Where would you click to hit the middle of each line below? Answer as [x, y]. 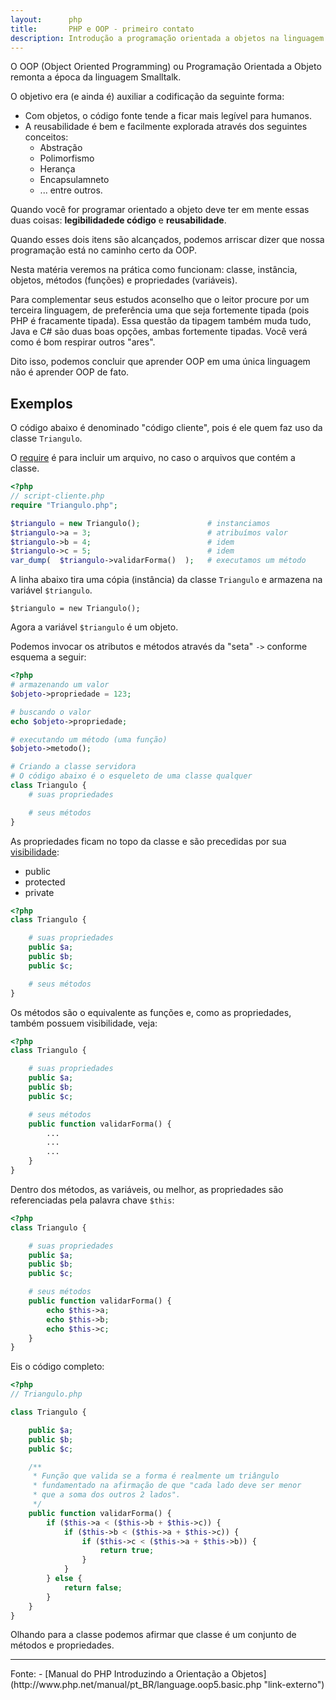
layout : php [46, 19]
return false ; [93, 1587]
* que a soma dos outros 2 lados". [107, 1495]
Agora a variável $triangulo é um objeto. [94, 627]
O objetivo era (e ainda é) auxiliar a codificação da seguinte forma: [147, 97]
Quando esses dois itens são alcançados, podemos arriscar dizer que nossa [167, 240]
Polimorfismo [67, 158]
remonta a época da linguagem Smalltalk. [96, 77]
